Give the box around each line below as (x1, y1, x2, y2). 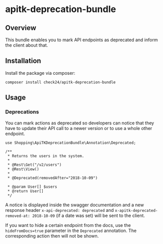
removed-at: (5, 213, 30, 218)
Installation (5, 57, 41, 65)
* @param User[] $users (7, 184, 57, 189)
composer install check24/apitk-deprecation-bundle (5, 79, 116, 85)
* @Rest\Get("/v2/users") (7, 162, 62, 167)
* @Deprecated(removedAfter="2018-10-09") (7, 175, 98, 180)
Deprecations (5, 108, 39, 115)
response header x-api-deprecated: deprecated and (5, 207, 114, 213)
